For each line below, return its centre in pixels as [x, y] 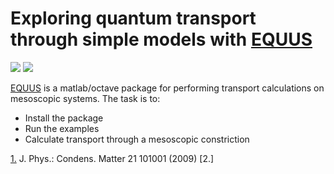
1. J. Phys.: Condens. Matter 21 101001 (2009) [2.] [112, 158]
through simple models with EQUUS [161, 39]
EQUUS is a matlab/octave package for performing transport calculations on [167, 88]
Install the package [64, 118]
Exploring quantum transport [133, 18]
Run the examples [62, 128]
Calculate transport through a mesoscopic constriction [137, 139]
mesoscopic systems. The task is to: [85, 98]
